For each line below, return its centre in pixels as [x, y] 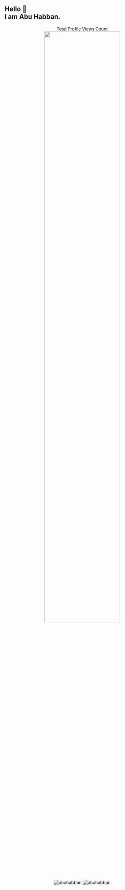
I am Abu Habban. [33, 17]
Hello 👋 [16, 9]
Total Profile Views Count [82, 29]
